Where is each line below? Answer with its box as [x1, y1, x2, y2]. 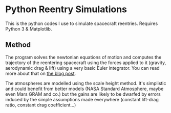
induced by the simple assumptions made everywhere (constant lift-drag [5, 96, 159, 102]
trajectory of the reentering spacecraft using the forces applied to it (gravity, [5, 60, 166, 66]
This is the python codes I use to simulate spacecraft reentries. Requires [5, 20, 158, 26]
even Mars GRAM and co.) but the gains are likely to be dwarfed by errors [5, 91, 161, 97]
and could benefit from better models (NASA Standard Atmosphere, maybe [5, 86, 164, 92]
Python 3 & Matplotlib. [5, 25, 52, 32]
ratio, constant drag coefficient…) [5, 102, 76, 108]
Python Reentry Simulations [5, 4, 127, 15]
